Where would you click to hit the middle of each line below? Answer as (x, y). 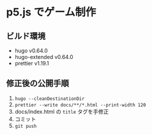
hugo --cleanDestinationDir (49, 99)
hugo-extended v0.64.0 (44, 57)
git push (26, 126)
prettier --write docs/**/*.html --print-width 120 (80, 105)
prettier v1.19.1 (32, 63)
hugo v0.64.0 (31, 51)
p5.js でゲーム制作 (51, 12)
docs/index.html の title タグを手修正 (62, 111)
